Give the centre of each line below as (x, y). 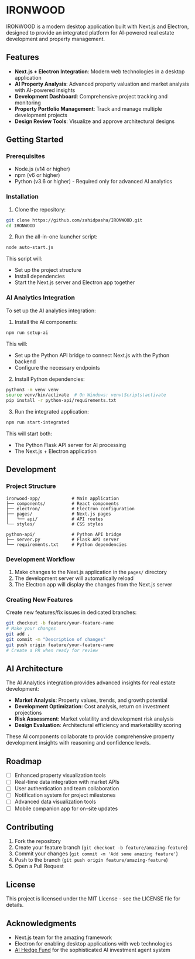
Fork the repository (38, 841)
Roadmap (24, 761)
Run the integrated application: (52, 412)
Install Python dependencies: (49, 379)
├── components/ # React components (62, 504)
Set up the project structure (48, 270)
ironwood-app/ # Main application (62, 499)
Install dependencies (40, 277)
